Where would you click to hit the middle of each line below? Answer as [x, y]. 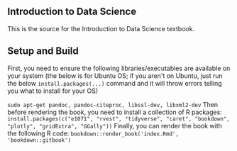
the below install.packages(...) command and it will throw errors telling [115, 83]
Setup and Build [43, 51]
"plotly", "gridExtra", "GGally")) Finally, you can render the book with [115, 125]
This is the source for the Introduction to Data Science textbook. [101, 28]
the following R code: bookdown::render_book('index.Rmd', [93, 133]
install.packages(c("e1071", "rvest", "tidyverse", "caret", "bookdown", [119, 119]
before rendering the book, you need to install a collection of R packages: [115, 112]
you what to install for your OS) [53, 91]
